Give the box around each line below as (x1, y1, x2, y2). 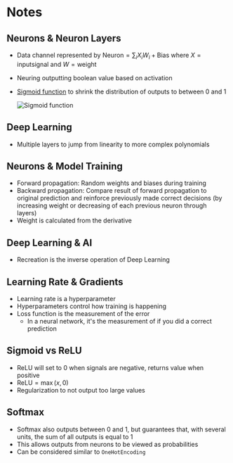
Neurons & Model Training (6, 160, 124, 172)
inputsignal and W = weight (16, 60, 97, 68)
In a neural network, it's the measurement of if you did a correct (27, 317, 212, 326)
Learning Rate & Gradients (6, 276, 124, 288)
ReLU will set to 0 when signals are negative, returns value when (16, 363, 204, 372)
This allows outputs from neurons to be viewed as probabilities (16, 440, 199, 448)
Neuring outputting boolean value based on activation (16, 73, 173, 82)
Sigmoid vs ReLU (6, 345, 82, 357)
